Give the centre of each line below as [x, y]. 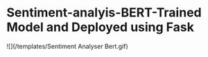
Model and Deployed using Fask [101, 27]
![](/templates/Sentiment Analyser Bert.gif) [68, 46]
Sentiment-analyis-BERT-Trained [104, 13]
